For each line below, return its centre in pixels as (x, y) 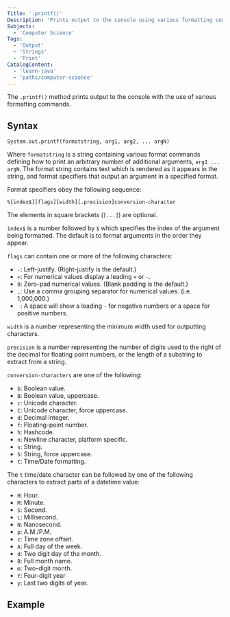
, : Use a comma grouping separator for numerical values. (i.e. (104, 291)
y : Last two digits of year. (52, 583)
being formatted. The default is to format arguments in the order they (104, 236)
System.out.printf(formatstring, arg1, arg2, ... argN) (88, 142)
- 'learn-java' (35, 71)
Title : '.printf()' (35, 13)
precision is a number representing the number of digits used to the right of (114, 347)
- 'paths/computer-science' (53, 77)
